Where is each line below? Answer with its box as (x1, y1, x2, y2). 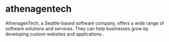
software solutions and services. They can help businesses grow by (5, 25, 149, 31)
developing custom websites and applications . (5, 31, 104, 37)
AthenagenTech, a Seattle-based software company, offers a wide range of (5, 20, 164, 26)
